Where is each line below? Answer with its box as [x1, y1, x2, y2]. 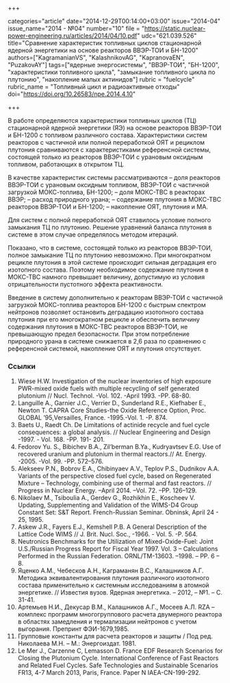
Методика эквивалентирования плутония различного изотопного [17, 574, 209, 582]
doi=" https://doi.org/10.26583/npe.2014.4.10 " [8, 90, 136, 98]
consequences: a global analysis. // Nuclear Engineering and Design [17, 428, 211, 436]
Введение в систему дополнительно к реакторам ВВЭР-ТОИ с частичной [8, 293, 223, 302]
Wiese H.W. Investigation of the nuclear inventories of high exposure [17, 377, 212, 385]
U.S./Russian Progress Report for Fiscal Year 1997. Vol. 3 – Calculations [17, 544, 218, 553]
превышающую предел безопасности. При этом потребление [8, 330, 190, 338]
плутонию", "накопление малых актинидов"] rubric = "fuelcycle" [8, 75, 195, 83]
